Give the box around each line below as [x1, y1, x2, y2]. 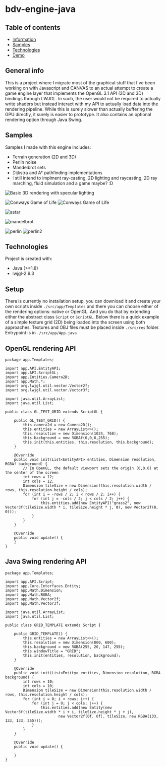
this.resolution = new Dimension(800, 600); [23, 640, 116, 645]
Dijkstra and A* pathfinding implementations [12, 170, 103, 176]
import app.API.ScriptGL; [5, 371, 58, 376]
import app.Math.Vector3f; [5, 601, 61, 606]
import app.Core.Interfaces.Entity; [5, 583, 81, 588]
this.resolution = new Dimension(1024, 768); [23, 431, 119, 436]
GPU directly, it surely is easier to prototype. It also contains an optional [5, 111, 151, 117]
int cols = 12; [23, 479, 55, 484]
